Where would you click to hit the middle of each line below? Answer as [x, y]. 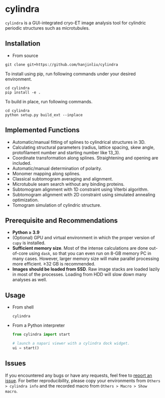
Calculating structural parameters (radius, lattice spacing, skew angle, [83, 147]
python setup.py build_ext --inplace [44, 115]
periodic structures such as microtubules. [47, 28]
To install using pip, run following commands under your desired [70, 74]
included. [22, 163]
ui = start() [26, 348]
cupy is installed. [29, 243]
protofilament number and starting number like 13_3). [66, 152]
